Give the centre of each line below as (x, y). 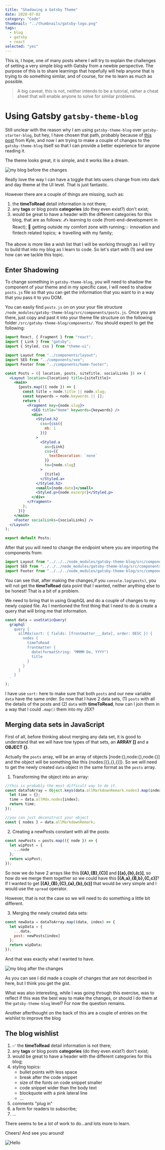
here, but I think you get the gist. (38, 983)
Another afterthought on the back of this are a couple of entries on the (76, 1013)
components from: (24, 553)
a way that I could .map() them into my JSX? (50, 709)
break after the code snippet (48, 1077)
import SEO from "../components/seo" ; (45, 360)
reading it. (15, 150)
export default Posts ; (28, 538)
